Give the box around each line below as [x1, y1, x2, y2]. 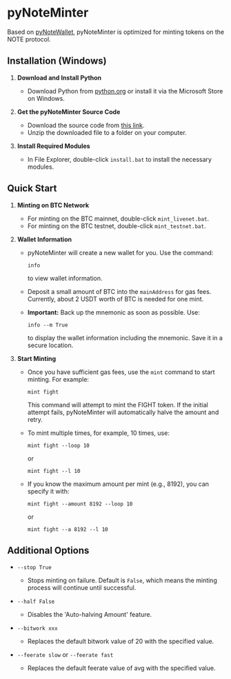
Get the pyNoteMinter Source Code [17, 107, 121, 115]
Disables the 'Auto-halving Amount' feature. [27, 611, 152, 619]
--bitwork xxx [17, 625, 58, 632]
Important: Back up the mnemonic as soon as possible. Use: [27, 308, 200, 316]
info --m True [27, 322, 68, 328]
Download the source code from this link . [27, 121, 145, 129]
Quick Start [7, 183, 57, 194]
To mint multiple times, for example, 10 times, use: [27, 429, 170, 437]
